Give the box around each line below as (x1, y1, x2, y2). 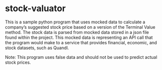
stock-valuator (5, 3, 66, 14)
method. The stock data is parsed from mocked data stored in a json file (5, 29, 149, 35)
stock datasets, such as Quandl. (5, 45, 69, 51)
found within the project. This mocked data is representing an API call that (5, 35, 153, 40)
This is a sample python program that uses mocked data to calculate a (5, 19, 146, 25)
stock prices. (5, 59, 31, 65)
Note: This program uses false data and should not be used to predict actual (5, 54, 158, 60)
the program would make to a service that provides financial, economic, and (5, 39, 157, 45)
